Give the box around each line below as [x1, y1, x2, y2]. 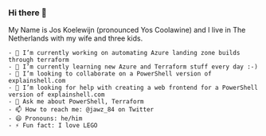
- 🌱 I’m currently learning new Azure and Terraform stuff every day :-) [8, 63, 259, 71]
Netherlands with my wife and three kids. [8, 33, 143, 43]
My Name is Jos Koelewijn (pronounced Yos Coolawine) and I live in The [8, 25, 246, 35]
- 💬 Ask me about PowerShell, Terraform [8, 98, 145, 106]
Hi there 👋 [8, 7, 48, 18]
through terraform [8, 56, 69, 64]
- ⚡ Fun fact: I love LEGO [8, 122, 98, 130]
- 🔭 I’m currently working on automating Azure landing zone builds [8, 49, 241, 57]
